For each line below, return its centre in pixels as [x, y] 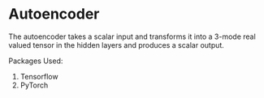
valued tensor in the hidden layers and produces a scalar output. [117, 45]
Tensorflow [39, 76]
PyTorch [34, 85]
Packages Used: [36, 61]
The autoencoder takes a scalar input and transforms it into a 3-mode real [132, 36]
